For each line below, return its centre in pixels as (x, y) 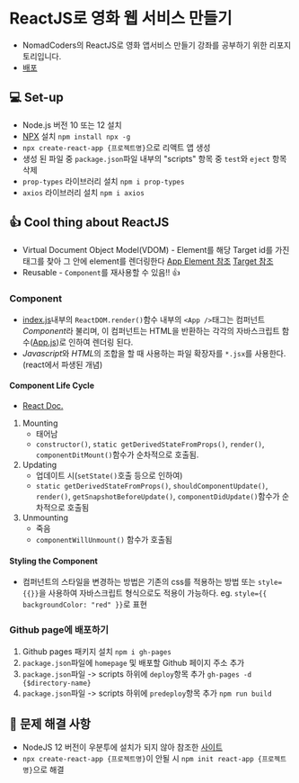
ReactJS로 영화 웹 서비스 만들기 (121, 18)
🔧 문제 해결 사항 (50, 724)
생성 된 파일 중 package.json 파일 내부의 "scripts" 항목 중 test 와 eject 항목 (154, 158)
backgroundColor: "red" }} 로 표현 (85, 605)
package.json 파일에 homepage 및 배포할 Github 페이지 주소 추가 (133, 662)
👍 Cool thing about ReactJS (89, 223)
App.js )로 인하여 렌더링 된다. (83, 342)
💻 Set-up (37, 98)
